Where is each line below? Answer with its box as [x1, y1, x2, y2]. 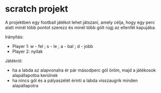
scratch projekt [5, 3, 68, 15]
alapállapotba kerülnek [12, 72, 58, 78]
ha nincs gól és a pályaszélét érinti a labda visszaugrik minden [12, 77, 138, 83]
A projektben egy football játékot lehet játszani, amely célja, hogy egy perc [5, 19, 155, 25]
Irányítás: [5, 34, 24, 40]
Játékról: [5, 58, 23, 63]
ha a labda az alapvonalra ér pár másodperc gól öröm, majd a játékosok [12, 67, 156, 73]
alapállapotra [12, 82, 39, 88]
